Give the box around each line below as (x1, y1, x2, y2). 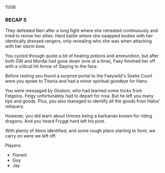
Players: (5, 142, 22, 148)
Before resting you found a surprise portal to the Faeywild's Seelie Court (5, 73, 153, 79)
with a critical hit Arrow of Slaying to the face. (5, 64, 98, 69)
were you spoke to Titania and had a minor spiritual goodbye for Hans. (5, 78, 148, 84)
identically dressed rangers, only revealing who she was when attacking (5, 38, 152, 44)
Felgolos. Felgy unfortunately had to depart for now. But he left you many (5, 93, 154, 99)
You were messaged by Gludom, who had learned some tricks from (5, 88, 142, 94)
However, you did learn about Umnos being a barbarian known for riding (5, 113, 152, 119)
